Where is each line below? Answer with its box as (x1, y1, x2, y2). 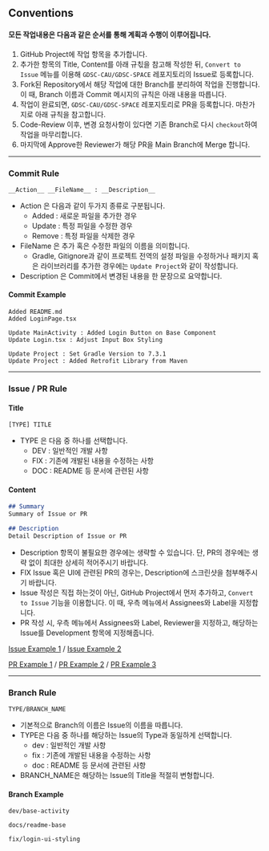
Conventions (8, 6, 74, 20)
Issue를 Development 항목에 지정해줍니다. (19, 628, 155, 637)
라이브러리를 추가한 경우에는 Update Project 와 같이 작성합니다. (40, 261, 239, 271)
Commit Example (8, 290, 66, 299)
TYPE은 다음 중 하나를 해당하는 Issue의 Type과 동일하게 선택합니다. (19, 731, 232, 740)
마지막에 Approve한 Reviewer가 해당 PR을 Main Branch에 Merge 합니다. (19, 140, 251, 149)
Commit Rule (8, 168, 60, 179)
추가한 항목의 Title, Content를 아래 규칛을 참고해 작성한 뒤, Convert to (19, 59, 242, 69)
